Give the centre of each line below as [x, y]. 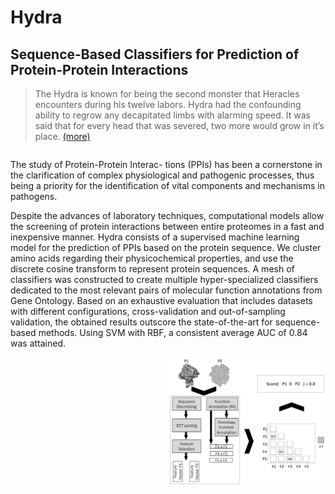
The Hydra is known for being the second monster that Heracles [167, 94]
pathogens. [34, 196]
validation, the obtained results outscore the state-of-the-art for [141, 322]
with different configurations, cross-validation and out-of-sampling [148, 311]
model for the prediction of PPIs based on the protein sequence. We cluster [166, 247]
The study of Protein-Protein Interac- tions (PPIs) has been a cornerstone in [166, 164]
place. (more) [62, 136]
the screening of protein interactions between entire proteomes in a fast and [167, 226]
